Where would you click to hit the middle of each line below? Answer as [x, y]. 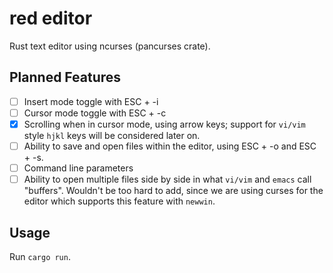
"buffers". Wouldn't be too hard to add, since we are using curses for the [173, 191]
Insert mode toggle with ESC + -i [91, 101]
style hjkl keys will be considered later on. [112, 135]
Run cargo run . [40, 256]
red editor [51, 18]
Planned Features [65, 77]
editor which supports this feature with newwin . [119, 201]
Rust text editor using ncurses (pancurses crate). [110, 46]
